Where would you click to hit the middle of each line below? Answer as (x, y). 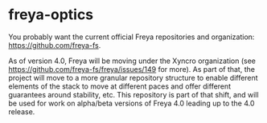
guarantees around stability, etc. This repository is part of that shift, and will (133, 94)
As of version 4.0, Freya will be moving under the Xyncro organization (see (132, 61)
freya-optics (51, 15)
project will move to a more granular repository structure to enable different (133, 77)
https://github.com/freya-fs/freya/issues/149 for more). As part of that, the (132, 69)
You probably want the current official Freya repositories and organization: (131, 37)
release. (22, 111)
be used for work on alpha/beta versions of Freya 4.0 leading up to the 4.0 (131, 103)
